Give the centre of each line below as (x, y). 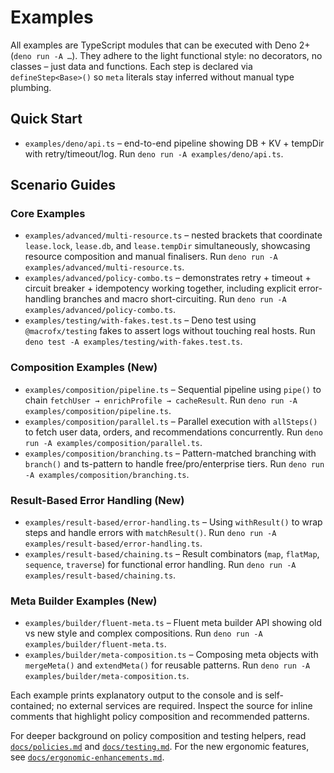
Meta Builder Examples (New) (84, 601)
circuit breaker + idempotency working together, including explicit (160, 288)
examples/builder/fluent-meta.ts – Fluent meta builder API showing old (173, 623)
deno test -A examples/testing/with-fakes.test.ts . (133, 342)
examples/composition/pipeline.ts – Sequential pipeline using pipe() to (173, 389)
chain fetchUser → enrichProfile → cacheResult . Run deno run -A (161, 400)
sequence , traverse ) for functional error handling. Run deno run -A (160, 565)
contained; (32, 706)
